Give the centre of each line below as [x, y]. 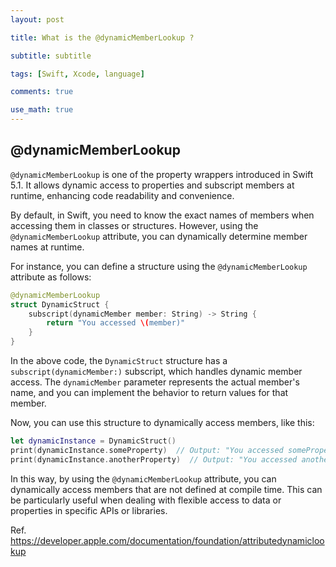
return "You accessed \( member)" [116, 323]
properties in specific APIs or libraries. [89, 510]
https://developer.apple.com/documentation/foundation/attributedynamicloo [167, 540]
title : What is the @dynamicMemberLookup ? [102, 37]
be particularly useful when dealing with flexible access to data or [146, 500]
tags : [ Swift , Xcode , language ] [77, 74]
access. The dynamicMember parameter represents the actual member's [155, 382]
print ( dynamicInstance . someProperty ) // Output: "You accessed [147, 450]
